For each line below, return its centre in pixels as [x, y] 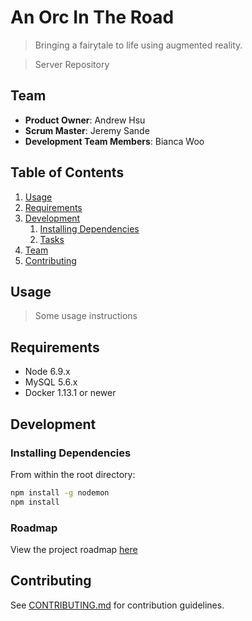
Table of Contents [67, 172]
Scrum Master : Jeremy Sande [87, 130]
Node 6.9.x [47, 372]
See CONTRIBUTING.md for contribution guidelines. [117, 605]
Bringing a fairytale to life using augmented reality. [138, 45]
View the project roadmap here [74, 549]
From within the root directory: [73, 474]
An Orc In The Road [92, 17]
